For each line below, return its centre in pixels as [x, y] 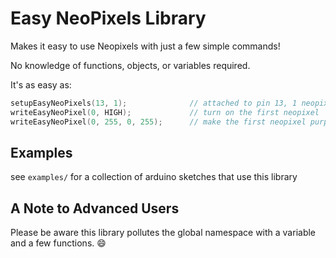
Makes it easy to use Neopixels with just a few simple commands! [145, 46]
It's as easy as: [41, 84]
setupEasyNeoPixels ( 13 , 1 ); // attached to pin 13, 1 [154, 103]
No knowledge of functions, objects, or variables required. [130, 65]
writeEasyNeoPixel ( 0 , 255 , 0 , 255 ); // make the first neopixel [158, 122]
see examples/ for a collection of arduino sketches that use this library [154, 177]
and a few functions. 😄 [58, 243]
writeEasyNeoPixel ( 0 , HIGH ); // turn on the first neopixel [165, 112]
